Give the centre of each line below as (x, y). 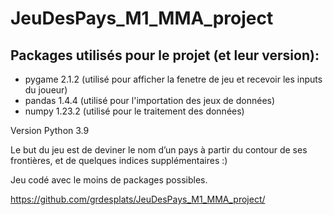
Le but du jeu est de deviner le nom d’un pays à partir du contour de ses (159, 150)
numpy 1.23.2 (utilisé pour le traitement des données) (134, 111)
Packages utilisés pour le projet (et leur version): (165, 55)
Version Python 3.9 (50, 130)
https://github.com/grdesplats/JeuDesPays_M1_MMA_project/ (138, 199)
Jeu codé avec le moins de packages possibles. (109, 180)
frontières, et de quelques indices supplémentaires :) (119, 160)
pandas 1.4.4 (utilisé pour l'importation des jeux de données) (150, 100)
